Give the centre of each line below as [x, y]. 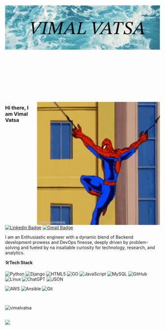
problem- [139, 242]
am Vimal [16, 114]
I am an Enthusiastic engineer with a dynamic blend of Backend [69, 237]
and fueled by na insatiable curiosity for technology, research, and [88, 247]
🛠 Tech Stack [19, 262]
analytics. [15, 253]
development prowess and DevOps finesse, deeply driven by [67, 242]
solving [13, 247]
